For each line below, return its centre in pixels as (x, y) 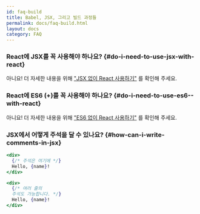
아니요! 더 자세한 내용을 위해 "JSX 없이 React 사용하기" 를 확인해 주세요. (92, 79)
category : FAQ (24, 34)
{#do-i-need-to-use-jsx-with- (149, 57)
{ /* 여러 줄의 (27, 189)
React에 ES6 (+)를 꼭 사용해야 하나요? (59, 96)
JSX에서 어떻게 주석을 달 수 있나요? (55, 135)
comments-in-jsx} (34, 143)
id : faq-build (24, 12)
